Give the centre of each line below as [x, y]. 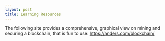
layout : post [19, 10]
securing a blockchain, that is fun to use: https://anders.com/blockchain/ [80, 33]
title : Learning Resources [33, 14]
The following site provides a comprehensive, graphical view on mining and [83, 28]
